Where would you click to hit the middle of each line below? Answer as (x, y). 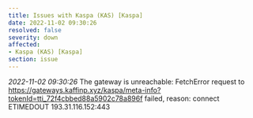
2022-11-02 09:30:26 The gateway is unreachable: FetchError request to (126, 81)
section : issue (33, 60)
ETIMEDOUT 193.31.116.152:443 (59, 106)
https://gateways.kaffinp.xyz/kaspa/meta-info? (85, 90)
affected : (25, 45)
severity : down (33, 37)
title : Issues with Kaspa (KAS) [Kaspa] (76, 15)
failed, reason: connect (182, 98)
